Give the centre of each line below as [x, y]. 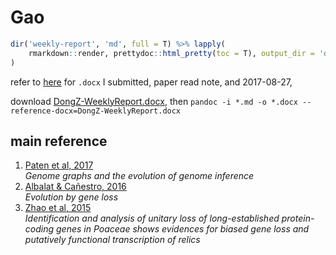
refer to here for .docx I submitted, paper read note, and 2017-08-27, [151, 82]
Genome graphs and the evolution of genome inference [139, 176]
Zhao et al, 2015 [58, 208]
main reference [59, 141]
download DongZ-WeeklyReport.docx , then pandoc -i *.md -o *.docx [154, 101]
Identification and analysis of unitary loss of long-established [152, 218]
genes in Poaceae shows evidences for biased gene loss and [182, 229]
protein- [298, 218]
